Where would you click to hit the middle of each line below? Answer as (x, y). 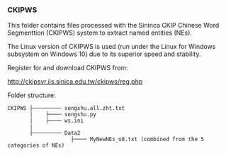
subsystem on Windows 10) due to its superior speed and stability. (104, 54)
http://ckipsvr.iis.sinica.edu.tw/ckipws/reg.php (75, 82)
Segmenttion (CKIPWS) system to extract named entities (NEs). (100, 33)
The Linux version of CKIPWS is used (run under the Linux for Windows (112, 47)
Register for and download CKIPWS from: (68, 68)
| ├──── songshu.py (63, 115)
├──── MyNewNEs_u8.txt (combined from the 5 (137, 140)
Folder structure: (32, 95)
